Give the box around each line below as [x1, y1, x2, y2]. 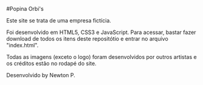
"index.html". [6, 42, 39, 49]
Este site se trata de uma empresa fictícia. [6, 17, 111, 24]
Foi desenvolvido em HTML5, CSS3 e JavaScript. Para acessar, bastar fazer [6, 29, 196, 36]
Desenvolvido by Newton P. [6, 72, 76, 78]
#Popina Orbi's [6, 5, 44, 12]
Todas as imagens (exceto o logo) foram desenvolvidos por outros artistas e [6, 53, 197, 60]
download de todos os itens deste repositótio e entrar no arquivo [6, 35, 168, 42]
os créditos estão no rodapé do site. [6, 60, 97, 67]
